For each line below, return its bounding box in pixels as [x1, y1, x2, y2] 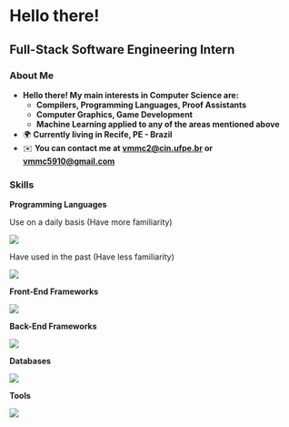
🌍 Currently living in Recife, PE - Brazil [22, 128, 173, 139]
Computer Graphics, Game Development [35, 108, 194, 119]
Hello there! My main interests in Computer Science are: [22, 89, 239, 100]
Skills [9, 178, 35, 191]
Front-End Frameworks [9, 286, 99, 297]
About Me [9, 69, 55, 82]
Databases [9, 356, 52, 367]
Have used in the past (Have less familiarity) [9, 251, 175, 262]
